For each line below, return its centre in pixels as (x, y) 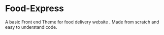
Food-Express (34, 9)
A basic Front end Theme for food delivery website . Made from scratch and (82, 22)
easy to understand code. (31, 27)
